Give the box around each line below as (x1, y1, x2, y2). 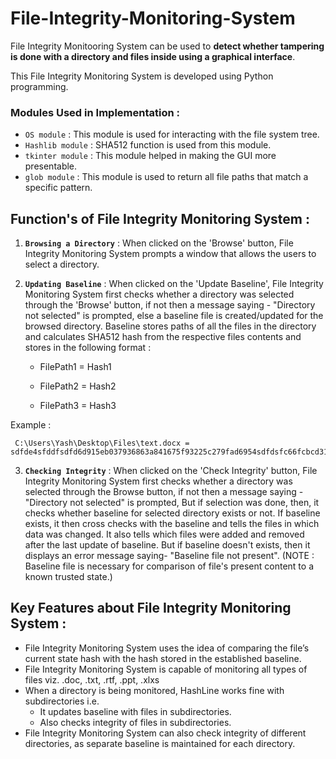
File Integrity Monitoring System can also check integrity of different (24, 727, 307, 739)
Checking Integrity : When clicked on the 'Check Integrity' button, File (24, 465, 318, 477)
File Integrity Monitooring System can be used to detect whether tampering (10, 40, 325, 52)
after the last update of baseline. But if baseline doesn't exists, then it (24, 539, 311, 551)
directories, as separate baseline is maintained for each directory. (24, 737, 296, 749)
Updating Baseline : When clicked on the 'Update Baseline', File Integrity (24, 278, 324, 290)
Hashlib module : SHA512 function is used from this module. (24, 139, 272, 151)
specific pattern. (24, 182, 93, 194)
